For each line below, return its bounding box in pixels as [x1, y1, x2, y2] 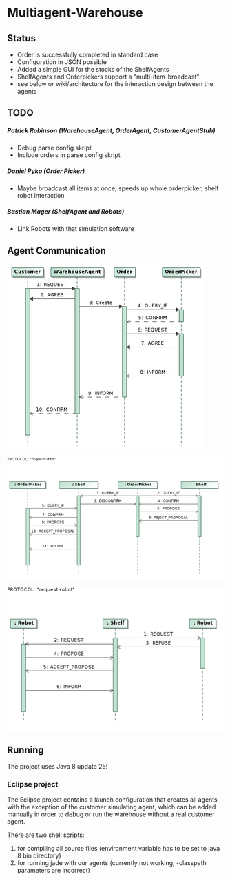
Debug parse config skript [17, 143, 92, 152]
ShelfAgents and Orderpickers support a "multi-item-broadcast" [17, 72, 200, 81]
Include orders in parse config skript [17, 151, 121, 159]
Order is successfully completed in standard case [17, 50, 158, 59]
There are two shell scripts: [7, 831, 85, 839]
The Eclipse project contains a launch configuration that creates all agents [7, 795, 218, 804]
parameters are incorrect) [17, 866, 91, 874]
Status [7, 32, 36, 44]
